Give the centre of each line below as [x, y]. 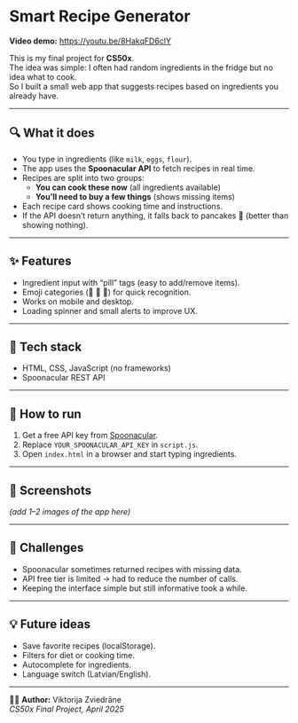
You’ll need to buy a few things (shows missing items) [135, 196]
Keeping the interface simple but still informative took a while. [135, 588]
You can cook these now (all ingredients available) [128, 187]
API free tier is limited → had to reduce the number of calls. [130, 578]
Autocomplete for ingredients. [76, 664]
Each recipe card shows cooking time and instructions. [122, 206]
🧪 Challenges [47, 548]
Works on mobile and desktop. [78, 301]
